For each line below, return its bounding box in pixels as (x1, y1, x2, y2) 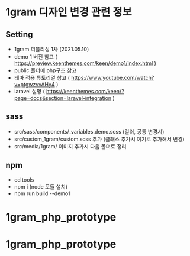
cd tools (14, 176, 34, 183)
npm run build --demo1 (14, 190, 70, 197)
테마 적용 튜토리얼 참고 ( (14, 74, 70, 81)
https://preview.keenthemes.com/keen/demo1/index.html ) (14, 60, 156, 67)
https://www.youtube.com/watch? (71, 74, 154, 81)
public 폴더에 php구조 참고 (14, 67, 77, 74)
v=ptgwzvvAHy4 (14, 81, 55, 88)
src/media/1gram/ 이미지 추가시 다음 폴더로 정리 (14, 142, 127, 150)
